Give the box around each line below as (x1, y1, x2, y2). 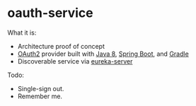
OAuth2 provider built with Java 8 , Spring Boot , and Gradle (17, 49, 189, 58)
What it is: (7, 28, 37, 37)
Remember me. (17, 92, 62, 100)
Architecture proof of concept (17, 42, 105, 50)
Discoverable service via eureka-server (17, 57, 133, 65)
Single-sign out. (17, 84, 64, 93)
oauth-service (7, 5, 93, 21)
